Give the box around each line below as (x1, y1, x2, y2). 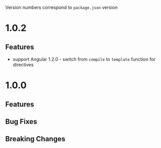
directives (12, 61, 34, 68)
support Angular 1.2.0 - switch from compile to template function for (12, 56, 156, 62)
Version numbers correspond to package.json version (5, 5, 118, 10)
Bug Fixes (5, 117, 37, 126)
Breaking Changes (5, 135, 65, 143)
